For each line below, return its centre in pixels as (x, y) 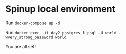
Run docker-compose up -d (33, 23)
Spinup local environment (60, 9)
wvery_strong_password (29, 37)
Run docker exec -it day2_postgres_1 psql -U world (61, 32)
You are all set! (21, 46)
